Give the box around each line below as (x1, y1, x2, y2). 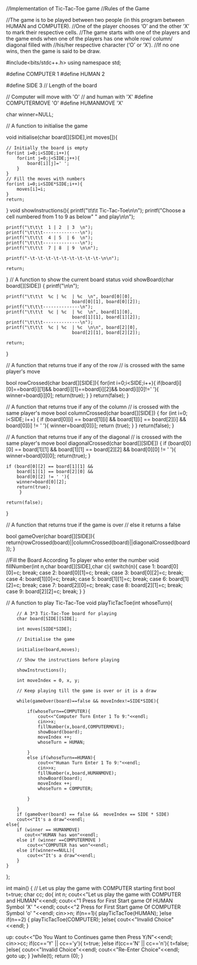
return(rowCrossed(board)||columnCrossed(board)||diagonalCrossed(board (6, 539, 190, 546)
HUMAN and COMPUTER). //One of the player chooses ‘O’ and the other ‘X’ (6, 23, 189, 29)
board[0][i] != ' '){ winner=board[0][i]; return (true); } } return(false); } (6, 422, 175, 429)
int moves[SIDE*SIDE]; (16, 626, 72, 632)
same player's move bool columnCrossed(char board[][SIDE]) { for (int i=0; (6, 410, 188, 417)
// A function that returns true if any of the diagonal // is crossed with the (6, 434, 182, 440)
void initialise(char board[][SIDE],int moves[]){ (6, 134, 118, 141)
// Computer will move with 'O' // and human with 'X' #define (6, 94, 153, 100)
